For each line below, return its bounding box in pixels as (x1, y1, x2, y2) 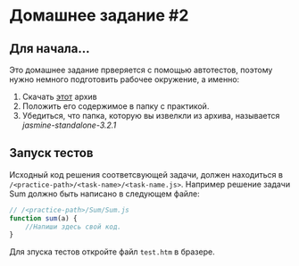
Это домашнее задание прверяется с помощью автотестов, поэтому (9, 64, 273, 75)
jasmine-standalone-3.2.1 (21, 120, 117, 130)
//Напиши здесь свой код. (25, 222, 122, 231)
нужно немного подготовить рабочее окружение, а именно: (9, 74, 240, 85)
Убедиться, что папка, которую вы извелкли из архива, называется (21, 111, 280, 121)
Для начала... (9, 41, 90, 56)
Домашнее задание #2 (9, 5, 189, 26)
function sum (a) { (9, 213, 78, 223)
